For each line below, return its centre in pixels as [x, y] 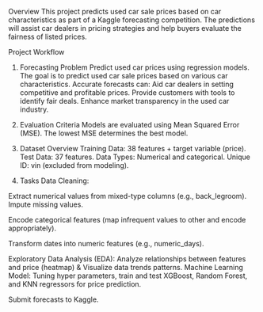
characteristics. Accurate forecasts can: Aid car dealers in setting [126, 84]
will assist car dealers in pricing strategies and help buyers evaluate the [125, 28]
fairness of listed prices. [48, 36]
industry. [34, 109]
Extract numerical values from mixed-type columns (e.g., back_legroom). [128, 196]
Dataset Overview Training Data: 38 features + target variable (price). [133, 148]
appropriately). [32, 228]
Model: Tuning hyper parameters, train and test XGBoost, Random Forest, [128, 276]
